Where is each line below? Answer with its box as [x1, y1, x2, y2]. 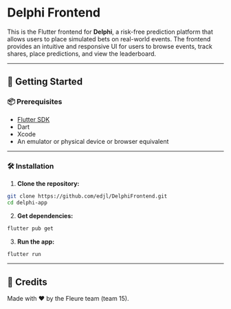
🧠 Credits [7, 276, 48, 288]
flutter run [7, 251, 41, 257]
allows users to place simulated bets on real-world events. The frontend [7, 34, 211, 43]
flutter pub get [7, 225, 54, 232]
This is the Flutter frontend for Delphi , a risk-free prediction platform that [7, 28, 213, 36]
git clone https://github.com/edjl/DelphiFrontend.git [7, 193, 168, 200]
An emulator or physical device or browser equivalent [16, 137, 169, 145]
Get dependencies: [16, 211, 74, 220]
